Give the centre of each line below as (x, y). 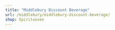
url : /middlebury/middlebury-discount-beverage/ (58, 15)
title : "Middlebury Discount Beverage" (48, 10)
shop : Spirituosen (25, 19)
